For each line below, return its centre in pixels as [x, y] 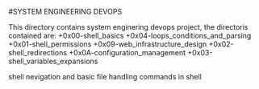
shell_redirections [38, 53]
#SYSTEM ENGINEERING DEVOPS [65, 12]
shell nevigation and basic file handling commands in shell [105, 77]
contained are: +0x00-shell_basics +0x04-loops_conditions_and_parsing [130, 36]
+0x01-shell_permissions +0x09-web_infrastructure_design [108, 44]
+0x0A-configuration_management [127, 53]
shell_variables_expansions [53, 61]
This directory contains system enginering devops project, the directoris [128, 27]
